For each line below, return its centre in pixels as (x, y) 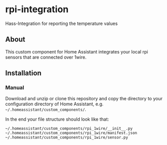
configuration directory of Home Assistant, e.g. (55, 104)
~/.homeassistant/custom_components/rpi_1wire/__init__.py (69, 129)
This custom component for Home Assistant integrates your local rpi (77, 51)
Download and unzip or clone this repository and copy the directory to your (84, 99)
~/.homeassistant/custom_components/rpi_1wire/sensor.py (67, 138)
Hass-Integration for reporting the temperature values (61, 23)
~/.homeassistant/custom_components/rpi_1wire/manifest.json (71, 133)
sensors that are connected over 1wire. (46, 57)
